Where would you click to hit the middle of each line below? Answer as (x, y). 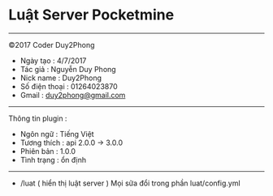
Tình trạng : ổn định (53, 160)
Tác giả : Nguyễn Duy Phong (68, 69)
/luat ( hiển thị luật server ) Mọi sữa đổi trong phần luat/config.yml (130, 183)
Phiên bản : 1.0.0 (48, 151)
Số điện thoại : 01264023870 (69, 86)
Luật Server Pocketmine (91, 15)
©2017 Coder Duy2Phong (52, 45)
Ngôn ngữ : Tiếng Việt (57, 134)
